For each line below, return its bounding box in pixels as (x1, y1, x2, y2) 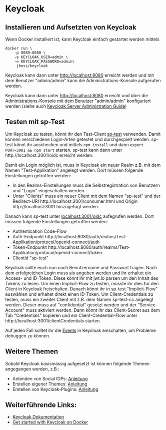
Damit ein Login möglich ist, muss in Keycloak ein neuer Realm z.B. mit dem (5, 162, 161, 168)
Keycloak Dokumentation (12, 414, 64, 420)
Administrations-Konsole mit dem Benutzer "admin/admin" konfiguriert (5, 98, 151, 104)
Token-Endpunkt (12, 244, 47, 250)
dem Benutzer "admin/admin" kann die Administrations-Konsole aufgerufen (5, 78, 161, 83)
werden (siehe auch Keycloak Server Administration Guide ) (5, 103, 127, 109)
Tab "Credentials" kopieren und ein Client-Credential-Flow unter (5, 312, 137, 318)
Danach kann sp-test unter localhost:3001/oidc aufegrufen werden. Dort (5, 213, 154, 219)
